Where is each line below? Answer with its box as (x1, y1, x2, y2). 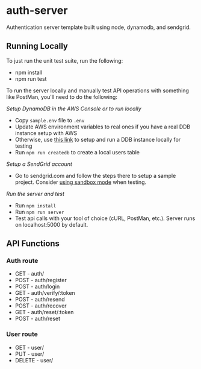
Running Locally (6, 41, 68, 51)
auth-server (6, 4, 68, 17)
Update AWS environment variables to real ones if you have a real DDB (14, 123, 191, 130)
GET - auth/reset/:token (14, 309, 74, 316)
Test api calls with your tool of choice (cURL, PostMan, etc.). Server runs (14, 215, 196, 222)
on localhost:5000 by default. (14, 221, 88, 228)
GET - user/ (14, 344, 44, 351)
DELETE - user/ (14, 356, 54, 364)
